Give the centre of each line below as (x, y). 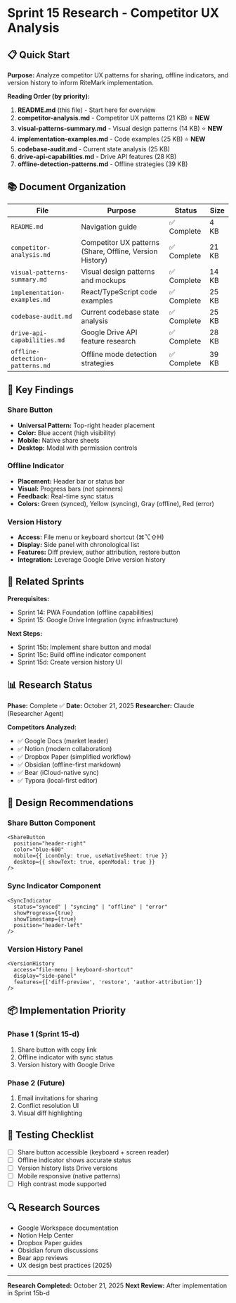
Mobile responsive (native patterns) (69, 1176)
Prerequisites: (28, 598)
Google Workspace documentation (68, 1228)
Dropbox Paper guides (50, 1242)
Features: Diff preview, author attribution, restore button (99, 552)
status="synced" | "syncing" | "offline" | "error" (91, 907)
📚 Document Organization (67, 187)
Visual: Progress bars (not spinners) (70, 489)
